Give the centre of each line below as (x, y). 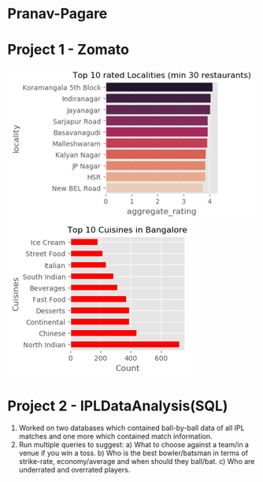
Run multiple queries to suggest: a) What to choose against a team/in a (134, 444)
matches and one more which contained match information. (116, 436)
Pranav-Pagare (57, 14)
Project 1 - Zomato (68, 50)
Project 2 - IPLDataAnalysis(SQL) (118, 406)
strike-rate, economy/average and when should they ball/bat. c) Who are (137, 461)
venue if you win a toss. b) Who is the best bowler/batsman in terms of (133, 453)
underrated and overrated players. (74, 469)
